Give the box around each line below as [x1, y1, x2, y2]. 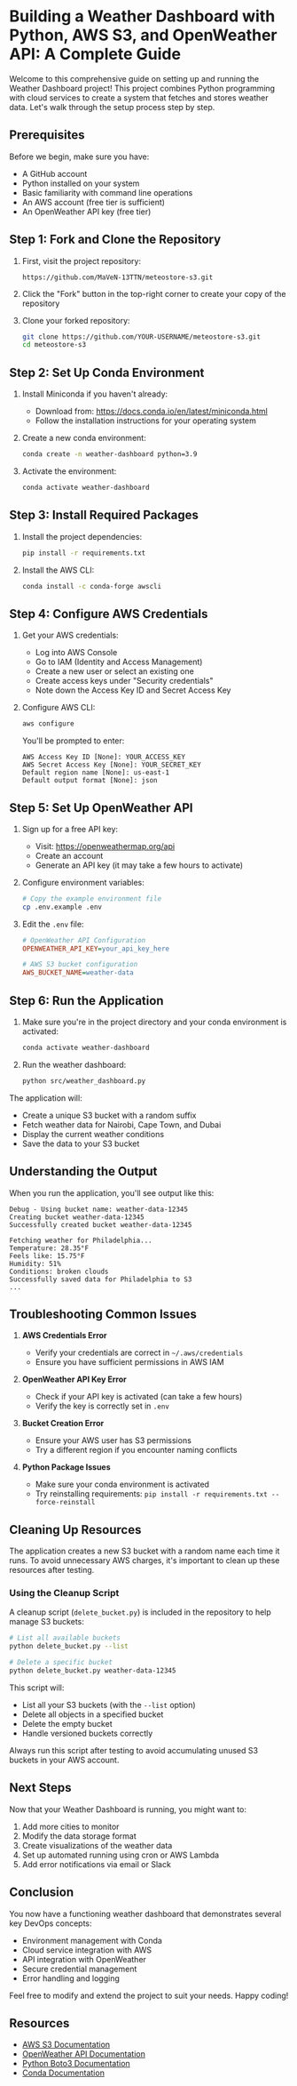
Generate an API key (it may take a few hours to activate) [35, 860, 244, 871]
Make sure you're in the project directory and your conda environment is [21, 1016, 287, 1027]
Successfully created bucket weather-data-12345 [9, 1220, 192, 1229]
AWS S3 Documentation [21, 2039, 111, 2050]
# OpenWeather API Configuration [21, 935, 146, 944]
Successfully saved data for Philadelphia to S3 [9, 1274, 192, 1284]
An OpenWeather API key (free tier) [21, 206, 152, 217]
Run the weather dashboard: [21, 1059, 127, 1070]
